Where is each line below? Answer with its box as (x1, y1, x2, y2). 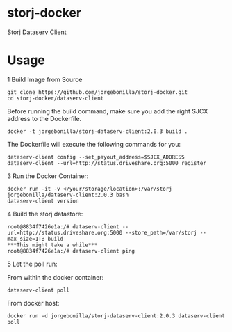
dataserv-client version (7, 197, 79, 205)
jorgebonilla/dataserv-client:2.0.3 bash (7, 191, 129, 198)
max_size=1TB (7, 235, 45, 242)
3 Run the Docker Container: (7, 172, 89, 180)
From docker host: (7, 299, 60, 307)
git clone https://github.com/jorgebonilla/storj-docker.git (7, 88, 188, 95)
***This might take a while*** (7, 242, 98, 248)
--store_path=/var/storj (125, 229, 197, 236)
